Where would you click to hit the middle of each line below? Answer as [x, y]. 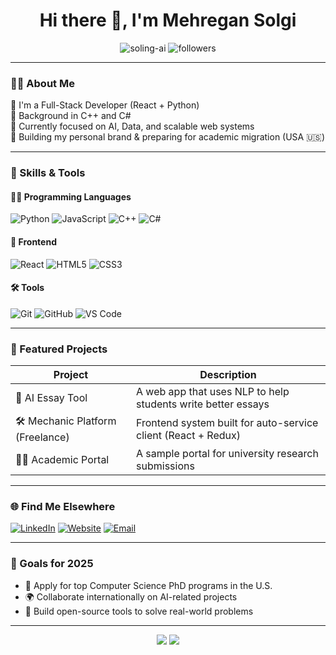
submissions [165, 466]
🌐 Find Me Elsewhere [63, 506]
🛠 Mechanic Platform [66, 421]
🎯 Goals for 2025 [52, 564]
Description [228, 375]
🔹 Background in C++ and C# [71, 116]
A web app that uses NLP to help [213, 392]
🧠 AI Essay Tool [51, 398]
